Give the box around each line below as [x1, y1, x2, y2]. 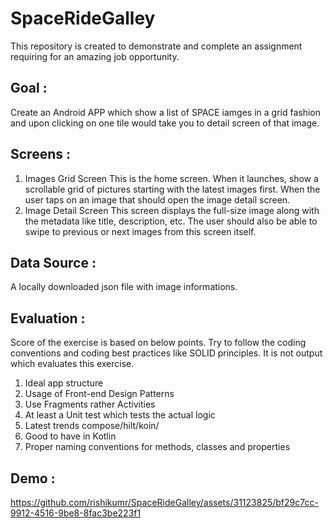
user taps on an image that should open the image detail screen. [24, 193, 291, 206]
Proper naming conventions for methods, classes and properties [24, 441, 291, 453]
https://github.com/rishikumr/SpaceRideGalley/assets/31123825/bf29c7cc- [10, 497, 319, 508]
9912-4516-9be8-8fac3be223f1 [10, 507, 142, 519]
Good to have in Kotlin [24, 430, 117, 442]
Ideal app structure [24, 377, 104, 389]
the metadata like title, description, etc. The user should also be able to [24, 215, 318, 227]
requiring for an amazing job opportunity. [10, 50, 180, 62]
